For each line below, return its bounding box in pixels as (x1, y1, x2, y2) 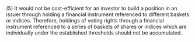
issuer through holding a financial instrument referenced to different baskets (6, 11, 190, 18)
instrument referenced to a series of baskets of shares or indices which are (6, 23, 187, 30)
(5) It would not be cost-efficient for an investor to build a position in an (6, 5, 177, 12)
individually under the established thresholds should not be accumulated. (6, 29, 183, 36)
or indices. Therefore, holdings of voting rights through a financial (6, 17, 165, 24)
